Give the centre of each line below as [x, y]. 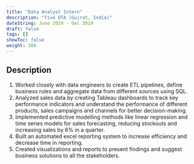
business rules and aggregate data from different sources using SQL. [101, 91]
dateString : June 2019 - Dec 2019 [50, 23]
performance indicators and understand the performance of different [101, 104]
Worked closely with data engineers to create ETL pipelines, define [99, 85]
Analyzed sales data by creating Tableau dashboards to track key [97, 97]
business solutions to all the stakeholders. [67, 156]
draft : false [23, 29]
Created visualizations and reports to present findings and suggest [99, 149]
